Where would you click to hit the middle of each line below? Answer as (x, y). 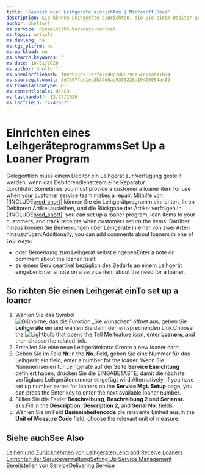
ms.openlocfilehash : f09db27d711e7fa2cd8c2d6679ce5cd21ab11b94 (88, 74)
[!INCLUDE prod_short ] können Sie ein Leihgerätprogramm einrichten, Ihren (101, 201)
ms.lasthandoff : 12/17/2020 (42, 97)
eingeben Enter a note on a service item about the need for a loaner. (100, 271)
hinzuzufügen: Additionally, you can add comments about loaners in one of (100, 234)
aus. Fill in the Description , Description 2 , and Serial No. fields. (95, 405)
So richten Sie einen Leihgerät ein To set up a (92, 291)
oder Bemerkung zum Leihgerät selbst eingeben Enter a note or (94, 252)
